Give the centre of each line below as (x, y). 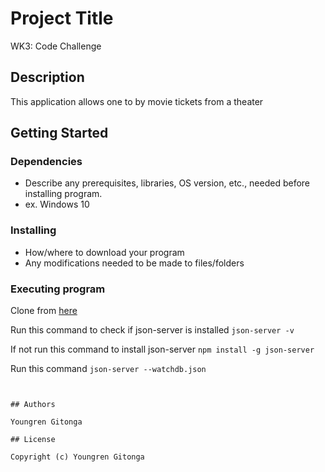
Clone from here (44, 311)
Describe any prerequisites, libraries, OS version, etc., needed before (167, 183)
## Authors (33, 405)
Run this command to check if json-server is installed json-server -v (152, 330)
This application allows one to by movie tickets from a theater (137, 101)
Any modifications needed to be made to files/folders (134, 263)
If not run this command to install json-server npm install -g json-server (162, 349)
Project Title (62, 18)
